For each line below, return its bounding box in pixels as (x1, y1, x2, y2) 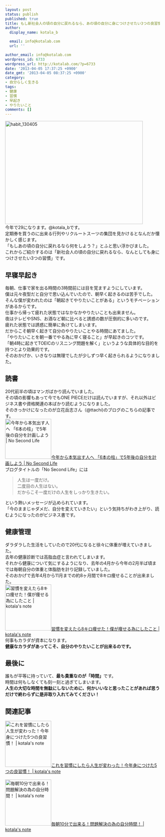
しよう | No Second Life (9, 460, 57, 466)
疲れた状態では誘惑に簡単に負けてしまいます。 (5, 321, 100, 327)
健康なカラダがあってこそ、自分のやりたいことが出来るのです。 (5, 643, 134, 649)
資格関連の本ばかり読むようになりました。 (26, 401, 113, 406)
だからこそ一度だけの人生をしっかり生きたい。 (17, 489, 112, 495)
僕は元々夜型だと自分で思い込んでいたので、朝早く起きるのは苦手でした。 (5, 291, 156, 297)
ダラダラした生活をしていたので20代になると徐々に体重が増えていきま (5, 542, 148, 548)
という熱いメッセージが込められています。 (5, 499, 91, 505)
